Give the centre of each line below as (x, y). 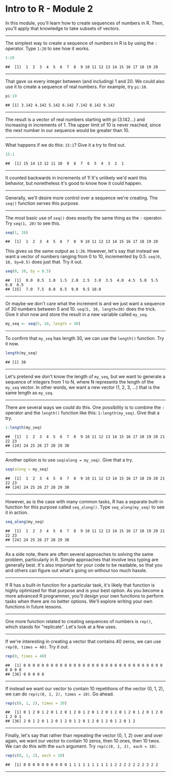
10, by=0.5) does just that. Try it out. (44, 262)
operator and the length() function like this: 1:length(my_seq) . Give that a (82, 413)
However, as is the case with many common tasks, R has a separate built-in (84, 501)
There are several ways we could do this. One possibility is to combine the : (85, 408)
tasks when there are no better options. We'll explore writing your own (79, 601)
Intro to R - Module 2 (49, 9)
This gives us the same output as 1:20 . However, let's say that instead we (82, 251)
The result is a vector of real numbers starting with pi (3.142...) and (75, 119)
